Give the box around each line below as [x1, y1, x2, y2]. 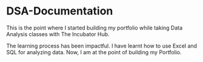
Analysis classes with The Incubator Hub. [6, 30, 110, 37]
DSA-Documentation [6, 4, 113, 18]
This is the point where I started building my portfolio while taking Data [6, 24, 183, 31]
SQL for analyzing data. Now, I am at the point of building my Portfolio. [6, 48, 182, 55]
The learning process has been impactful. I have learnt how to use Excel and [6, 42, 198, 49]
